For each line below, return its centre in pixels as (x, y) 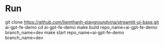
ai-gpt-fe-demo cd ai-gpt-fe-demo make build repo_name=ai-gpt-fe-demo (81, 27)
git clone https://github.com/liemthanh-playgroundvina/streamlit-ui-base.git (82, 22)
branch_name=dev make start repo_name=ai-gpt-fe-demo (65, 32)
